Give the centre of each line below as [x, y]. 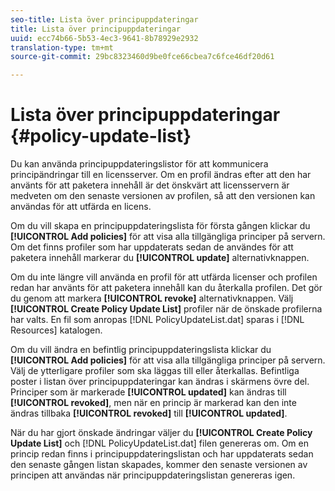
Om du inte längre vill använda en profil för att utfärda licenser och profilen [164, 277]
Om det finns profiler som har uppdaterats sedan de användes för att [152, 247]
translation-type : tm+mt [62, 47]
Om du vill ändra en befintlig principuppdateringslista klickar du [141, 350]
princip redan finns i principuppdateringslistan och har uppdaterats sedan [162, 454]
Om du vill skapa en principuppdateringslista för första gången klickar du [160, 226]
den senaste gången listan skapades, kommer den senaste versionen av [159, 465]
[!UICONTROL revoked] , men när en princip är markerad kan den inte [153, 403]
